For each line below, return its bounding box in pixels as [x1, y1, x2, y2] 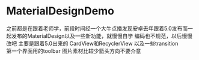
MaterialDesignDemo [6, 4, 114, 18]
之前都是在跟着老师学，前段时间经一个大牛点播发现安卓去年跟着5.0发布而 [6, 25, 188, 32]
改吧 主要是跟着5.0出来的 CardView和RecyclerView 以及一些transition [6, 40, 179, 47]
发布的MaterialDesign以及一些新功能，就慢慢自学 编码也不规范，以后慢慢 [11, 32, 193, 40]
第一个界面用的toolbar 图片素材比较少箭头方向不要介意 [6, 47, 141, 55]
